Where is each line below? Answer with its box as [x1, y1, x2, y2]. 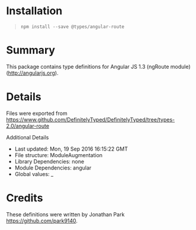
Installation [6, 4, 63, 18]
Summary [6, 43, 55, 57]
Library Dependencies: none [14, 158, 85, 165]
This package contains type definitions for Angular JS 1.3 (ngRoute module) [6, 63, 191, 70]
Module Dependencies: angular [14, 164, 92, 171]
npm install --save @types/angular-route [20, 24, 124, 30]
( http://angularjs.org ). [6, 69, 59, 76]
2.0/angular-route [6, 122, 49, 129]
